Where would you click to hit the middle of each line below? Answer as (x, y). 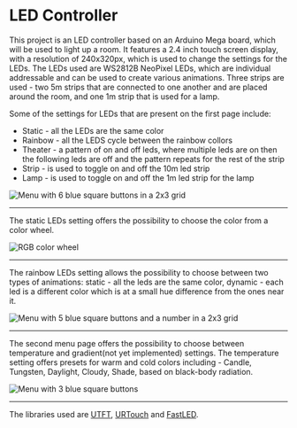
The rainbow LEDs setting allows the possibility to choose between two (139, 272)
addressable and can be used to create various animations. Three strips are (147, 77)
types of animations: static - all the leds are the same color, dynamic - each (147, 282)
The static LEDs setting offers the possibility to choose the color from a (139, 220)
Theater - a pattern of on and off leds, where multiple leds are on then (149, 149)
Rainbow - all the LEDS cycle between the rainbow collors (127, 140)
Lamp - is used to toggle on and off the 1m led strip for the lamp (138, 177)
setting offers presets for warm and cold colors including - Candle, (130, 362)
